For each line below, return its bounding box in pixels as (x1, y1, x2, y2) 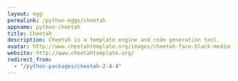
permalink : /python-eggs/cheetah (7, 17, 106, 24)
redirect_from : (7, 56, 52, 63)
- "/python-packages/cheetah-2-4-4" (13, 63, 122, 70)
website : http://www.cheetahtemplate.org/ (7, 50, 135, 57)
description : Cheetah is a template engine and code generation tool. (7, 37, 220, 44)
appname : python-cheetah (7, 23, 81, 30)
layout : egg (7, 10, 42, 18)
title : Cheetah (7, 30, 52, 37)
